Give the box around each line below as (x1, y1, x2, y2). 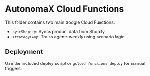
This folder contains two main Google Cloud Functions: (5, 19, 115, 25)
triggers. (5, 65, 22, 71)
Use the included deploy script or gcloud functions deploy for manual (5, 60, 146, 66)
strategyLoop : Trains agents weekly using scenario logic (12, 34, 125, 39)
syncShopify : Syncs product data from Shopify (12, 28, 105, 34)
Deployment (5, 48, 43, 56)
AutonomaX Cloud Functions (5, 3, 124, 14)
